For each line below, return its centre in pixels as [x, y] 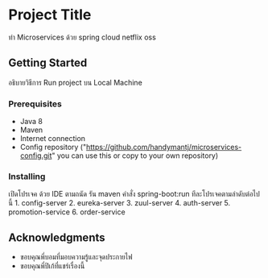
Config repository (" [53, 147]
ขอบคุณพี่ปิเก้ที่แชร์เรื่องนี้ [52, 266]
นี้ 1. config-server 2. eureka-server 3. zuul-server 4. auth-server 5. [120, 203]
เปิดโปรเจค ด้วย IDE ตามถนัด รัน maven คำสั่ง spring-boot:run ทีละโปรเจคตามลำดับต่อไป [134, 194]
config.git [36, 156]
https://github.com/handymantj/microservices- [164, 147]
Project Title [50, 15]
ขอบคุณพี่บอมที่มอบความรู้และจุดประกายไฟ [76, 257]
